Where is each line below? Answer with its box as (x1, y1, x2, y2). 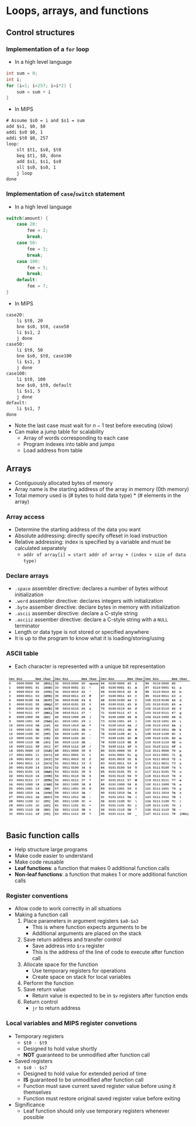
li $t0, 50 (16, 347, 43, 353)
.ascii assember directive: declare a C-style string (14, 610, 138, 617)
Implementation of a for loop (6, 45, 90, 53)
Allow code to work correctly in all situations (14, 905, 122, 912)
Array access (6, 513, 45, 521)
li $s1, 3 (16, 359, 41, 364)
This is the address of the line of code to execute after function (32, 948, 184, 956)
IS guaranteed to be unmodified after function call (23, 1076, 144, 1083)
